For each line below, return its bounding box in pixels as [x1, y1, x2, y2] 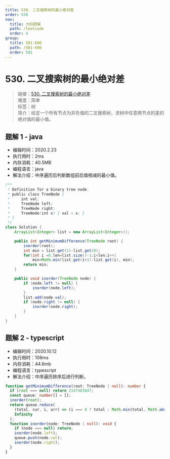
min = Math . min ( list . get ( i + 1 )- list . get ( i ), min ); [32, 257, 135, 262]
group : [5, 36, 19, 41]
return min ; [23, 262, 49, 267]
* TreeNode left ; [7, 201, 53, 206]
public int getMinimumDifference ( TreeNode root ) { [14, 239, 123, 244]
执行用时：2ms [12, 153, 44, 160]
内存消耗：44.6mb [12, 361, 52, 367]
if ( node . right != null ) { [23, 299, 80, 304]
